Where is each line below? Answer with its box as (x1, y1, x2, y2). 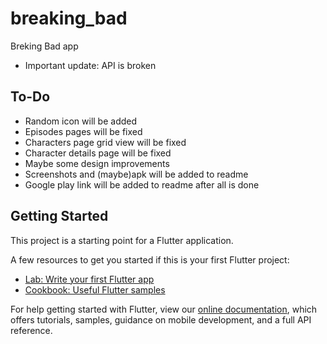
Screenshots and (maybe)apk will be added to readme (24, 168, 249, 180)
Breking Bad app (10, 40, 79, 52)
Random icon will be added (24, 115, 138, 127)
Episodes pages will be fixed (24, 125, 143, 137)
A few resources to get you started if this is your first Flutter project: (10, 253, 290, 266)
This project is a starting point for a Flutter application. (10, 234, 234, 246)
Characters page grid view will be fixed (24, 136, 187, 148)
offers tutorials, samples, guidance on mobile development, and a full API (10, 313, 312, 326)
